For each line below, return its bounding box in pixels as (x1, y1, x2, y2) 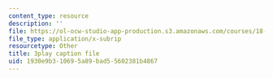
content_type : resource (8, 11, 89, 20)
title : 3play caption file (8, 50, 100, 58)
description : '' (8, 19, 63, 28)
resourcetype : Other (8, 42, 79, 50)
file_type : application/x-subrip (8, 34, 122, 43)
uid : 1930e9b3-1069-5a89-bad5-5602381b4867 (8, 58, 158, 66)
